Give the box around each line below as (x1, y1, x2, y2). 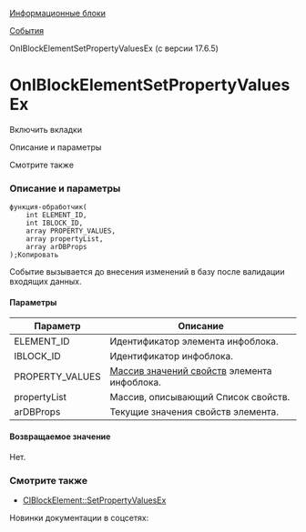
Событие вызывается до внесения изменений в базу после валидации (9, 266, 285, 277)
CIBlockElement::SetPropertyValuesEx (22, 495, 167, 506)
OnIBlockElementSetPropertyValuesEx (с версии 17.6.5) (9, 43, 219, 54)
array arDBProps (25, 243, 88, 252)
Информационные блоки (9, 8, 107, 18)
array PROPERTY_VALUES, (25, 226, 117, 236)
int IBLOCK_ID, (25, 218, 84, 228)
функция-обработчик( (9, 203, 88, 212)
